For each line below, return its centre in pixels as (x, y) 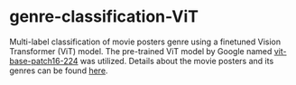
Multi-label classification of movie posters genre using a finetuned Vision (145, 42)
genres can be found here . (59, 71)
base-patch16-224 (44, 61)
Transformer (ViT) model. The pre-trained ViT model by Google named (141, 51)
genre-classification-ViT (104, 17)
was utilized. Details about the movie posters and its (177, 61)
